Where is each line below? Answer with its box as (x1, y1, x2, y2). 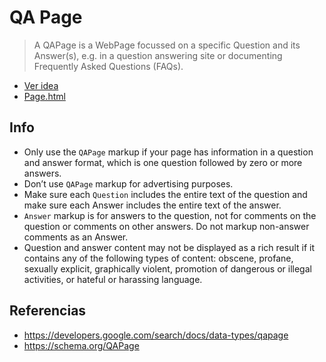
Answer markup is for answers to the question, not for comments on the (23, 209, 317, 221)
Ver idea (23, 79, 59, 91)
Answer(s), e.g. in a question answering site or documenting (33, 49, 283, 61)
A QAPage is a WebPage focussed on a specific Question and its (33, 39, 301, 51)
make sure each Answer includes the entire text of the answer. (23, 199, 282, 211)
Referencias (9, 302, 87, 320)
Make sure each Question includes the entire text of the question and (23, 188, 308, 200)
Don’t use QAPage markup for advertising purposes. (23, 177, 234, 190)
